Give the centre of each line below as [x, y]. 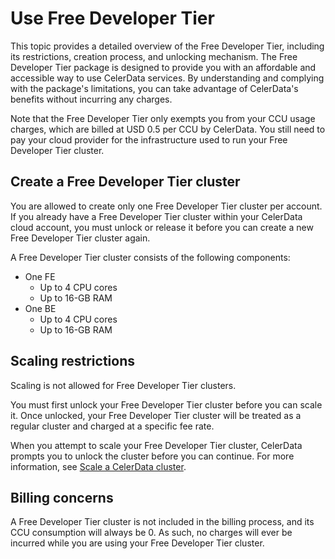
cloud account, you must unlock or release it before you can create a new [162, 227]
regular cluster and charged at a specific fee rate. [112, 426]
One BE [40, 308]
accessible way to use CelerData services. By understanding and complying [167, 78]
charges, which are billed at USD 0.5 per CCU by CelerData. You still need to [168, 129]
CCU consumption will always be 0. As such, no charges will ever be [151, 533]
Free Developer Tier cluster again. [80, 238]
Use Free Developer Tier [112, 18]
